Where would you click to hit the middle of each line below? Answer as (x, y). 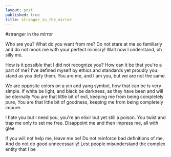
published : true (23, 15)
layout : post (19, 10)
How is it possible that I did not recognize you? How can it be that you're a (84, 65)
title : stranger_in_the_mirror (39, 19)
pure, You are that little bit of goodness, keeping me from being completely (84, 102)
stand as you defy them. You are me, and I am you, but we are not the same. (86, 76)
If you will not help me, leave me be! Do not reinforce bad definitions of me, (85, 139)
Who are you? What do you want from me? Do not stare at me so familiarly (84, 44)
